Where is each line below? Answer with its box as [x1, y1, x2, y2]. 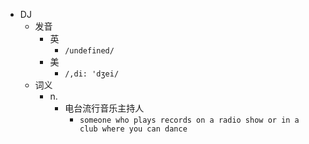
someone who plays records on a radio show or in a [79, 115, 300, 125]
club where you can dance [79, 124, 188, 134]
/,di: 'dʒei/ [64, 69, 120, 79]
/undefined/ [64, 46, 115, 56]
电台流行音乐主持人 [64, 102, 145, 114]
